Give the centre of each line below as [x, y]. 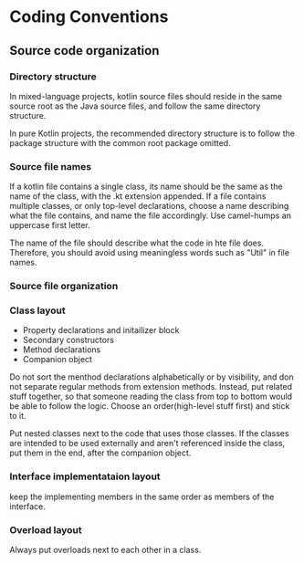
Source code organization [84, 51]
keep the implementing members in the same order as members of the [142, 496]
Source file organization [64, 287]
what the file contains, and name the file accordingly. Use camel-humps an [151, 215]
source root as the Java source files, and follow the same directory [135, 106]
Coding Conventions [89, 17]
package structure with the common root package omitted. [120, 142]
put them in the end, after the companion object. [100, 453]
